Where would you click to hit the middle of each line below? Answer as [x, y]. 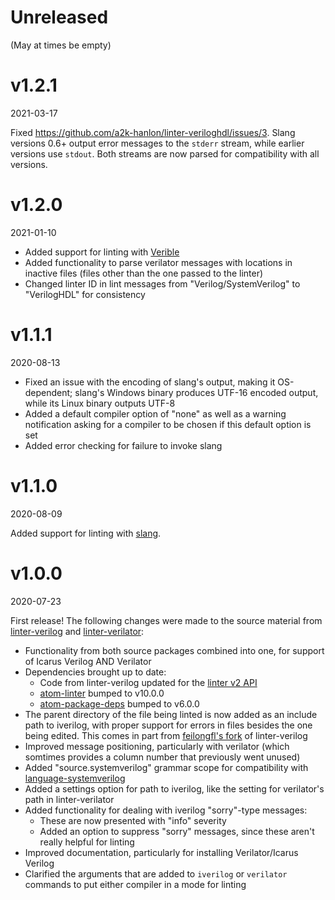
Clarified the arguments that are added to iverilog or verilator [156, 873]
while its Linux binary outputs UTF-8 [100, 403]
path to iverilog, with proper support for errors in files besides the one [168, 725]
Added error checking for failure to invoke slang [123, 445]
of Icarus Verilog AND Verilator [88, 661]
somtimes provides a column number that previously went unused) [162, 757]
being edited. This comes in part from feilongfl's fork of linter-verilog [166, 735]
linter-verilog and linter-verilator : [77, 631]
